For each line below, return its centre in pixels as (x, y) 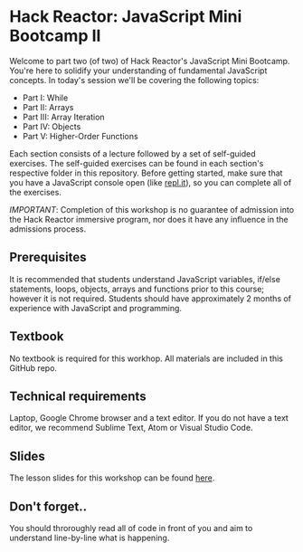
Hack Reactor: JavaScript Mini (126, 17)
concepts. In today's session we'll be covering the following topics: (134, 80)
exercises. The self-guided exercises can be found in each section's (137, 163)
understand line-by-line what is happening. (90, 538)
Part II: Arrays (48, 107)
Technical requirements (78, 396)
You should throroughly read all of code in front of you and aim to (131, 528)
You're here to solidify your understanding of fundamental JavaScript (138, 71)
